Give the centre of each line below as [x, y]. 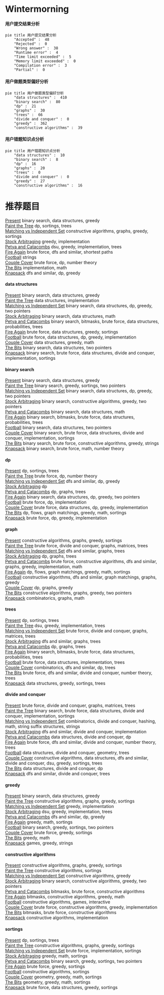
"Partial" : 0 [30, 70]
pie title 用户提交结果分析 [31, 36]
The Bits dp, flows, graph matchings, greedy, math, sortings [66, 513]
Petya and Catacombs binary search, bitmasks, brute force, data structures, [82, 321]
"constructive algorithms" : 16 [48, 185]
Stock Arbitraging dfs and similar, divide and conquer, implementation [76, 731]
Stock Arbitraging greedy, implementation [48, 241]
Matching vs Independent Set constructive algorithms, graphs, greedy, [77, 231]
